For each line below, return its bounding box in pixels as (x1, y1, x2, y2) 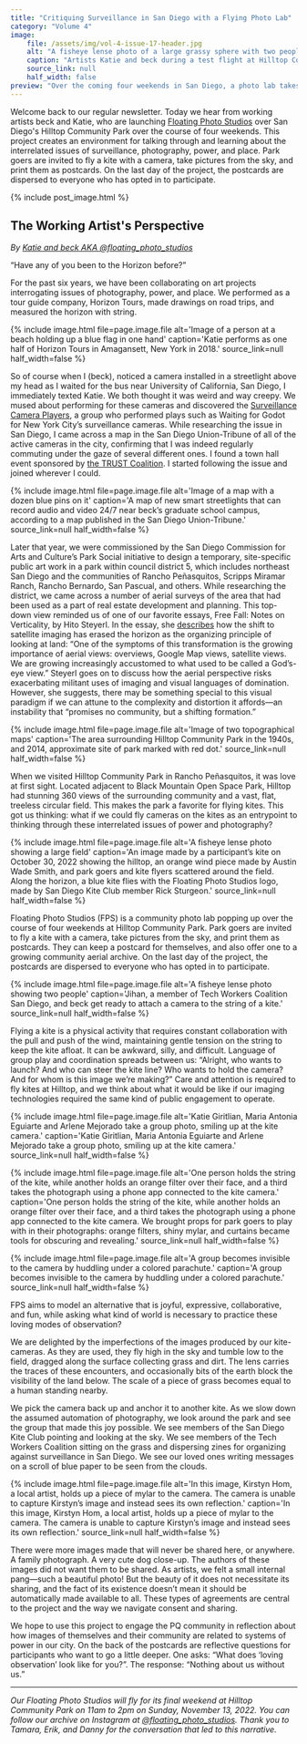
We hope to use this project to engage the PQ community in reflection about (10, 1620, 296, 1632)
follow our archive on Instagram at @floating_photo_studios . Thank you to (10, 1715, 290, 1726)
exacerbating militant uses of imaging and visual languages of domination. (10, 677, 290, 688)
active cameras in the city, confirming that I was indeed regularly (10, 439, 254, 449)
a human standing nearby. (10, 1385, 108, 1396)
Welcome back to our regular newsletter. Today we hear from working (10, 106, 273, 117)
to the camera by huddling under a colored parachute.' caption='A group (10, 1263, 282, 1274)
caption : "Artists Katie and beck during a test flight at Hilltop (26, 56, 288, 65)
